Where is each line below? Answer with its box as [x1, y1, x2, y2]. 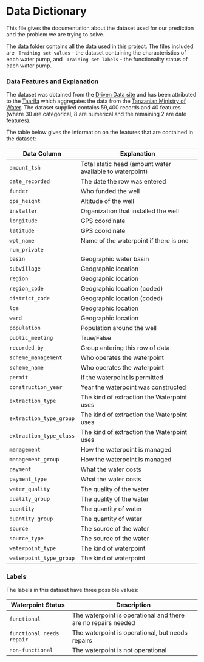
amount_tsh [9, 164, 41, 171]
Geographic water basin [80, 255, 149, 263]
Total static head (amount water [80, 160, 172, 168]
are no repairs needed [72, 618, 135, 627]
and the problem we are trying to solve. [6, 30, 105, 38]
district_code [9, 295, 50, 302]
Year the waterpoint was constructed [80, 383, 186, 391]
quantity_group [9, 515, 53, 522]
